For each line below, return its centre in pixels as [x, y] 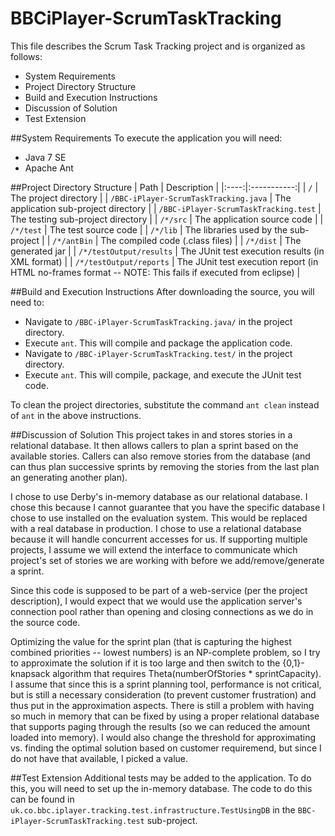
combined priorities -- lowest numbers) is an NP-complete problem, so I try [165, 652]
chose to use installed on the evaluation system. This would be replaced [159, 518]
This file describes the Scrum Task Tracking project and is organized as [158, 46]
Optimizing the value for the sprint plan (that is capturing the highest [151, 641]
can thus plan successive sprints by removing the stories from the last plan [165, 466]
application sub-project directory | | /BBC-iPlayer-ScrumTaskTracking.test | [166, 208]
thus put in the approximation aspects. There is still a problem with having [162, 705]
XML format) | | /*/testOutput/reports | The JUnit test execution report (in [164, 261]
